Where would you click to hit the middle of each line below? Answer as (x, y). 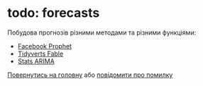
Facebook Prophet (45, 46)
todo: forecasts (54, 13)
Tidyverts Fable (40, 54)
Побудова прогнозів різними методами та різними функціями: (102, 32)
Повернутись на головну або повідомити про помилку (90, 75)
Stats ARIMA (36, 61)
